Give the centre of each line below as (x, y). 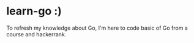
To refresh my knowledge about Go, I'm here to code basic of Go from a (97, 28)
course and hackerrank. (36, 34)
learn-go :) (34, 11)
